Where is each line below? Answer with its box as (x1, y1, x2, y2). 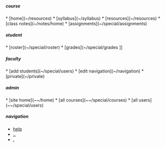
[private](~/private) (5, 73, 45, 79)
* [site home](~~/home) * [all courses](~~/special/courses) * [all (5, 97, 138, 103)
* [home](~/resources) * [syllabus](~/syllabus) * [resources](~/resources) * (5, 15, 161, 21)
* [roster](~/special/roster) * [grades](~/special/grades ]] (5, 44, 123, 50)
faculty (5, 56, 21, 62)
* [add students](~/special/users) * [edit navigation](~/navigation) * (5, 68, 144, 74)
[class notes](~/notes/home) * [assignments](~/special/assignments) (5, 20, 148, 26)
